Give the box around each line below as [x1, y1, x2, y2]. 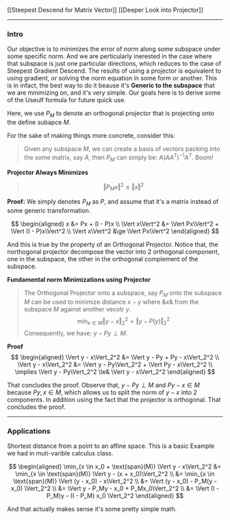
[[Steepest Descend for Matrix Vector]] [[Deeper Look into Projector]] [7, 6, 204, 14]
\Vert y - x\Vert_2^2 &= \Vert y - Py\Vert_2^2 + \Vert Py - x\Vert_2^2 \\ [17, 360, 213, 369]
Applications [7, 426, 51, 436]
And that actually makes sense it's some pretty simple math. [7, 505, 177, 513]
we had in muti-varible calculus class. [7, 449, 114, 458]
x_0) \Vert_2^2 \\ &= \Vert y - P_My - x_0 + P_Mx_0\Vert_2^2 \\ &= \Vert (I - [10, 484, 220, 493]
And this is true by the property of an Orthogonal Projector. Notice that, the [7, 240, 218, 248]
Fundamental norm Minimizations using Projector [7, 275, 151, 283]
